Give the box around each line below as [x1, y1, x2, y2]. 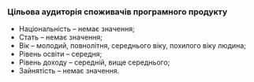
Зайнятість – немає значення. [18, 66, 120, 76]
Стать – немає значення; [18, 32, 103, 42]
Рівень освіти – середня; [18, 50, 103, 59]
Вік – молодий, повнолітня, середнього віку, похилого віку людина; [18, 41, 246, 50]
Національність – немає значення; [18, 24, 135, 34]
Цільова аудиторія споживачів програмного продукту [7, 6, 228, 17]
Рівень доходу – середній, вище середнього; [18, 58, 170, 67]
